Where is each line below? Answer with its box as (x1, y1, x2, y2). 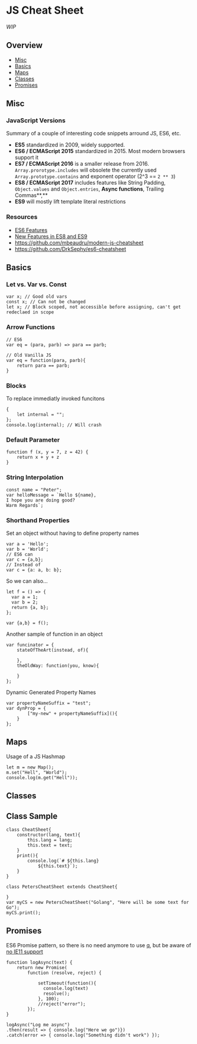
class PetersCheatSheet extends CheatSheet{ (6, 884, 118, 890)
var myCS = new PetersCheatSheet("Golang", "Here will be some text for (6, 899, 189, 905)
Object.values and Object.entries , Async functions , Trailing (14, 185, 164, 193)
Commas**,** (14, 192, 49, 199)
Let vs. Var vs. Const (6, 280, 67, 288)
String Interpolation (6, 473, 64, 481)
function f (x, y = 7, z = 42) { (6, 449, 89, 455)
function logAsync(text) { (6, 959, 73, 965)
